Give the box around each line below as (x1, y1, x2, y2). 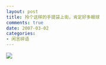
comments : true (6, 19, 44, 25)
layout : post (6, 8, 38, 15)
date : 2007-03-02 (6, 25, 49, 31)
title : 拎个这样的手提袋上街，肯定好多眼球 (6, 14, 100, 20)
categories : (6, 31, 36, 37)
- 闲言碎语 (6, 36, 30, 42)
